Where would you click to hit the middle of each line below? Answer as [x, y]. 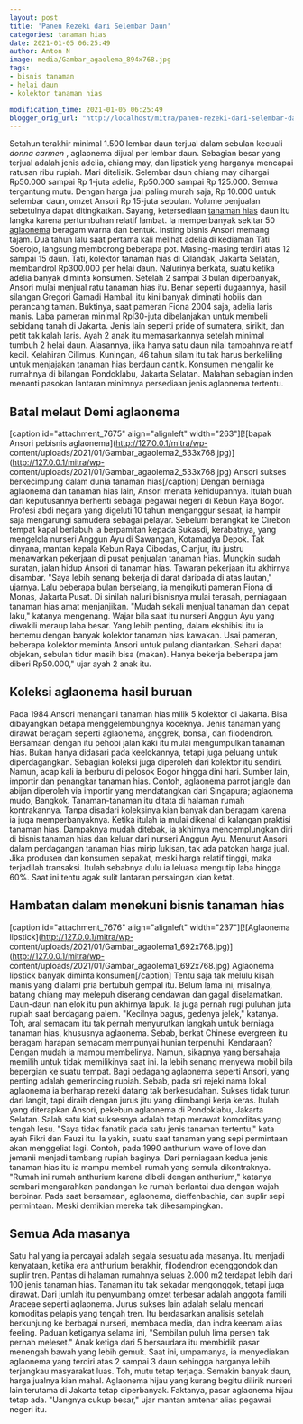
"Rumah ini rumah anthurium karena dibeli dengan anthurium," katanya [141, 1177]
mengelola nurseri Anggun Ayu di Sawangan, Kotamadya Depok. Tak [137, 539]
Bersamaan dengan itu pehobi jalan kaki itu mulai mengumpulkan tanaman [147, 742]
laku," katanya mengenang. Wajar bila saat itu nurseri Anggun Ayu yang [142, 616]
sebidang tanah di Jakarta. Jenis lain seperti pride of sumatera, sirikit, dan [147, 326]
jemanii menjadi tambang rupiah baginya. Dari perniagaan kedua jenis [139, 1158]
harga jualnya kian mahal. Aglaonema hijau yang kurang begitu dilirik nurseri [151, 1380]
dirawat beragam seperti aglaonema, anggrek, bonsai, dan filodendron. [142, 733]
